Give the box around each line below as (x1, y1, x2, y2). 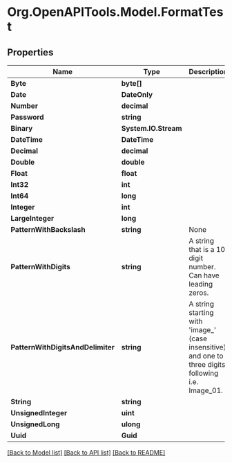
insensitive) (188, 343, 226, 352)
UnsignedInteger (10, 408, 68, 417)
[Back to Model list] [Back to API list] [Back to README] (7, 448, 166, 457)
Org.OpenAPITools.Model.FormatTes (7, 4, 224, 20)
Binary (10, 124, 33, 133)
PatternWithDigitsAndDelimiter (10, 343, 115, 352)
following (188, 368, 219, 378)
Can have (188, 271, 220, 280)
